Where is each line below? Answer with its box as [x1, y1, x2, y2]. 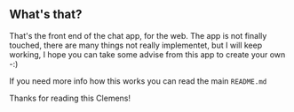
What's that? [9, 7, 83, 22]
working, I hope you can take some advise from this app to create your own [9, 49, 286, 60]
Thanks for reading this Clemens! [9, 93, 131, 103]
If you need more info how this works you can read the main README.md [9, 75, 267, 86]
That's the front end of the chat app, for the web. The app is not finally [9, 30, 267, 41]
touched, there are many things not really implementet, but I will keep [9, 40, 263, 50]
